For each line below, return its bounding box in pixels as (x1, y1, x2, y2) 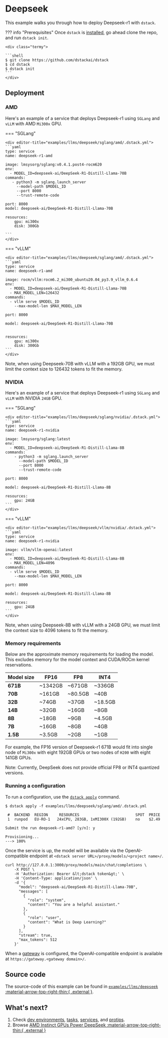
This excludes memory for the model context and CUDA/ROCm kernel (5, 657, 149, 663)
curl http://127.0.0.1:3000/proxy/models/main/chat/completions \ (5, 862, 147, 867)
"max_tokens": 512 (18, 937, 57, 942)
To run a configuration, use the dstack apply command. (5, 794, 120, 800)
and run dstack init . (5, 35, 49, 41)
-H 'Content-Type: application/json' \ (14, 875, 98, 881)
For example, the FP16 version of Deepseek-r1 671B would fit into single (5, 744, 153, 750)
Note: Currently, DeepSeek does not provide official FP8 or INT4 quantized (5, 764, 159, 770)
